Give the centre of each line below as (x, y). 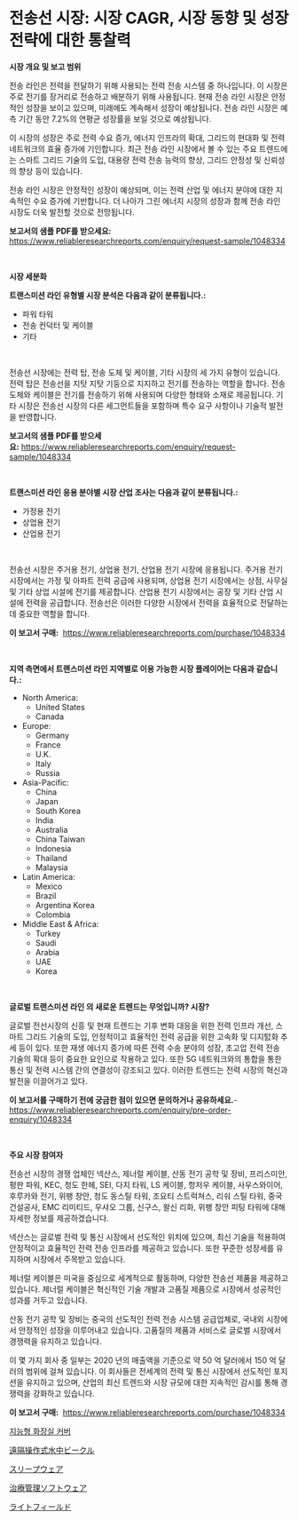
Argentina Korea (65, 905)
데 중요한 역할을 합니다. (50, 614)
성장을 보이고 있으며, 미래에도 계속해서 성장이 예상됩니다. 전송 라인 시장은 (152, 107)
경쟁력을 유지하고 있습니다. (55, 1341)
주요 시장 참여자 (36, 1154)
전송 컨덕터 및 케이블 (58, 325)
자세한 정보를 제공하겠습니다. (59, 1218)
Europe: (36, 725)
